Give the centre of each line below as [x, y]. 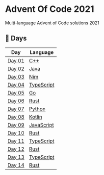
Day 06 [16, 101]
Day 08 [16, 117]
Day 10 [16, 133]
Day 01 [16, 60]
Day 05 [16, 92]
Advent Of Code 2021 [50, 9]
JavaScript [41, 125]
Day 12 [16, 149]
